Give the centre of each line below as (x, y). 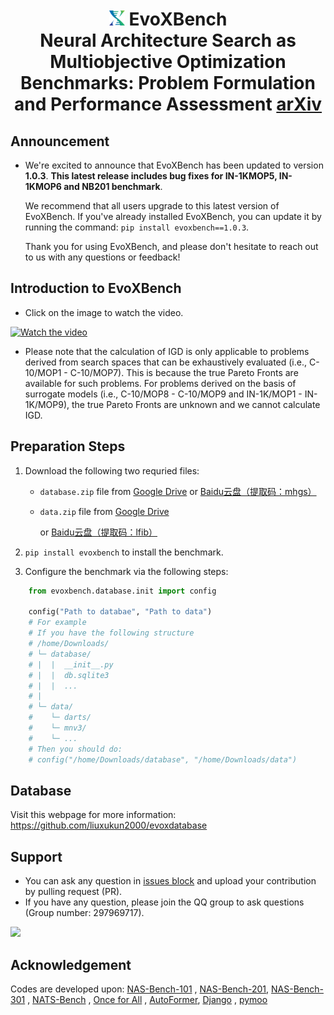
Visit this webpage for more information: (93, 815)
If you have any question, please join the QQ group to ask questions (164, 902)
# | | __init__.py (71, 664)
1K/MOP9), (47, 404)
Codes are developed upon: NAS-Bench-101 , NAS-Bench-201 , (140, 989)
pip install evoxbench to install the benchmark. (124, 552)
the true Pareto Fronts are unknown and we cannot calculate (196, 404)
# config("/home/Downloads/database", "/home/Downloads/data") (163, 759)
